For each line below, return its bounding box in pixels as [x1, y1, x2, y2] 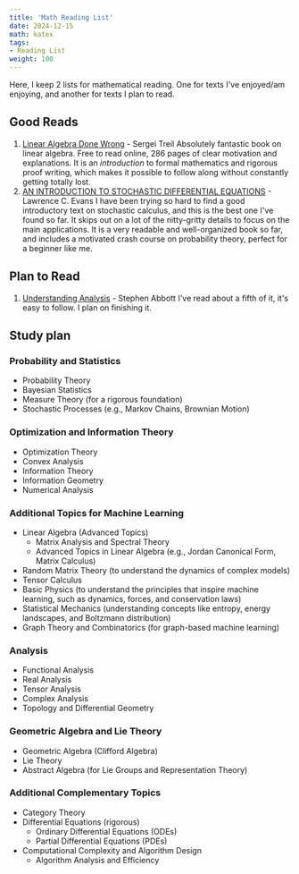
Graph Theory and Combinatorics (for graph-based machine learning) [21, 622, 279, 632]
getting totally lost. [21, 176, 91, 187]
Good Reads [9, 115, 79, 130]
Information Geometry [21, 475, 104, 486]
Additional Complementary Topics [9, 786, 162, 799]
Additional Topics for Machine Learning [9, 506, 185, 519]
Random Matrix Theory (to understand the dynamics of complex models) [21, 564, 291, 575]
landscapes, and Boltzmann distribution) [21, 612, 171, 623]
